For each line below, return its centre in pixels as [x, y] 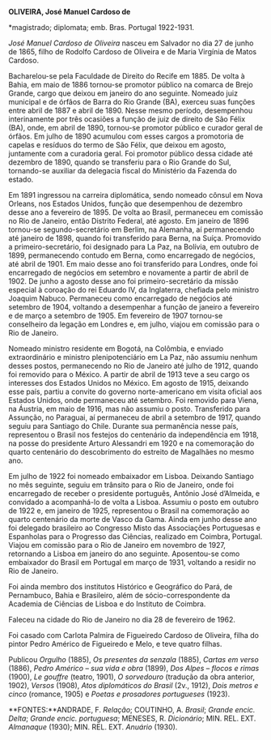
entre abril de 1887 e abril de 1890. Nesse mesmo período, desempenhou [131, 110]
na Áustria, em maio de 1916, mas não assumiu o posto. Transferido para [129, 409]
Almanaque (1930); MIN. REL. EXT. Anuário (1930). [93, 727]
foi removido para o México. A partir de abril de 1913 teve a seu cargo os [129, 374]
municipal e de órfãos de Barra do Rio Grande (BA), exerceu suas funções [132, 102]
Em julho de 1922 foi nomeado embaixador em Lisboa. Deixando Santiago [131, 476]
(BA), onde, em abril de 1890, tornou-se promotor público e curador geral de [135, 128]
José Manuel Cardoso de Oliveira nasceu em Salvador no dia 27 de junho [131, 43]
